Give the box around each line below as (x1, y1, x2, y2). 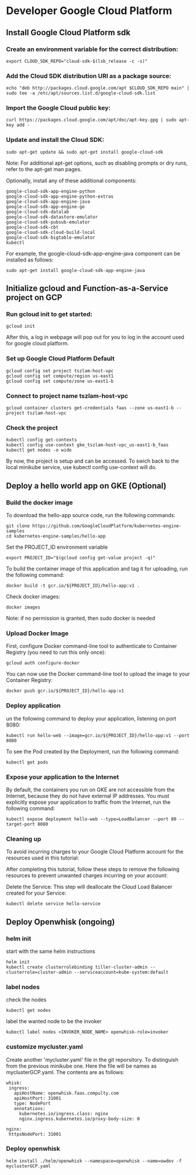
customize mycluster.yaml (6, 1042, 83, 1051)
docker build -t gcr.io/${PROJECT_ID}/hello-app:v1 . (6, 583, 140, 589)
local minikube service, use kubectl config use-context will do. (6, 464, 157, 471)
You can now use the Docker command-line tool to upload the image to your (6, 670, 190, 678)
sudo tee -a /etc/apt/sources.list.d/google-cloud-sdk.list (6, 90, 156, 96)
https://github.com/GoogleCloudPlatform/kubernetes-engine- (32, 523, 182, 529)
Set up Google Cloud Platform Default (6, 355, 115, 363)
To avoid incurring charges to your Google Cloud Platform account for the (6, 848, 184, 855)
